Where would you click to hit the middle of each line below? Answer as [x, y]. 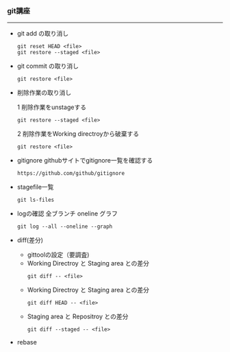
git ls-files [36, 200]
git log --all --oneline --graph [65, 227]
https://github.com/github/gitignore [71, 174]
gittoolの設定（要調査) [58, 255]
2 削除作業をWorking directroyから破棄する [78, 134]
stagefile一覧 [35, 187]
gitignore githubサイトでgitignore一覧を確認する [85, 161]
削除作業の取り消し [44, 93]
